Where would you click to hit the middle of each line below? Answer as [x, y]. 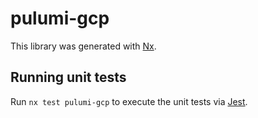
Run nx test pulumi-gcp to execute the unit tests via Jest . [129, 101]
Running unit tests [68, 77]
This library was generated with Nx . [83, 46]
